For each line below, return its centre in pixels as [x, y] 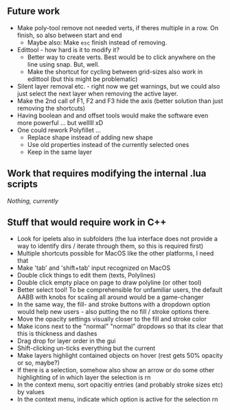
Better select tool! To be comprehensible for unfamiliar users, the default [120, 290]
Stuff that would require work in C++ [87, 223]
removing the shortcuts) [51, 108]
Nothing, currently [33, 201]
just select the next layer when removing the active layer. [97, 93]
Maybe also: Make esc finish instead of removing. [97, 42]
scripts [22, 184]
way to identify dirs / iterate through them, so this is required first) [110, 246]
